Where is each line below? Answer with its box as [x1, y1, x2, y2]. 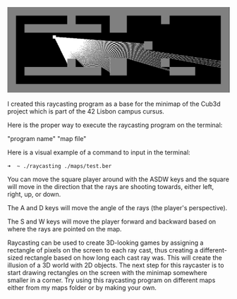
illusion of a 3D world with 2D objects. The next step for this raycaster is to [7, 261, 224, 269]
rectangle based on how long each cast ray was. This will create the [24, 254, 222, 262]
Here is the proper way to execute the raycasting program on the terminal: [7, 121, 223, 129]
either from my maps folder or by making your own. [7, 283, 157, 292]
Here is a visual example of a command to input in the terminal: [7, 148, 190, 157]
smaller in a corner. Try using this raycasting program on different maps [7, 276, 216, 285]
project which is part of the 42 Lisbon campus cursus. [7, 106, 164, 116]
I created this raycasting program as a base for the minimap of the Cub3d [7, 99, 221, 108]
